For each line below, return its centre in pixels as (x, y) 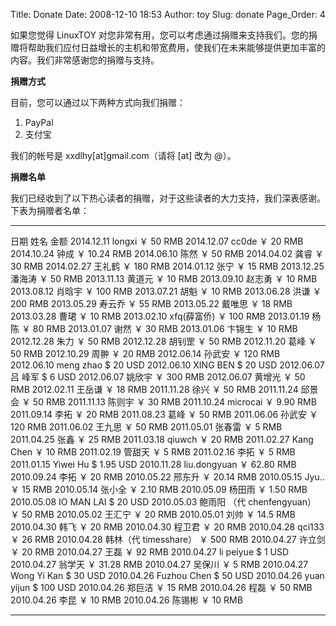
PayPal (39, 122)
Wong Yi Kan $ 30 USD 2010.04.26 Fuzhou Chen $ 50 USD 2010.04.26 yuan (167, 575)
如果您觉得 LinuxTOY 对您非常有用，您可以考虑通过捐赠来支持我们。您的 (159, 35)
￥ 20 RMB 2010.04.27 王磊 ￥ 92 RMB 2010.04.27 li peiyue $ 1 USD (150, 552)
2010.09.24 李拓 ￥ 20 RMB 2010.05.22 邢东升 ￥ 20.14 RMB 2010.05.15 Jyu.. (167, 477)
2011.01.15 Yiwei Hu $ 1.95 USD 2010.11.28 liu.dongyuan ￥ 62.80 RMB (153, 464)
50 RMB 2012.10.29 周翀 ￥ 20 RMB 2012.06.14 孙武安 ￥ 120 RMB (145, 353)
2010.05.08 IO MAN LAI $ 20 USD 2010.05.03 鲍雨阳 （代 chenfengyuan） (163, 502)
